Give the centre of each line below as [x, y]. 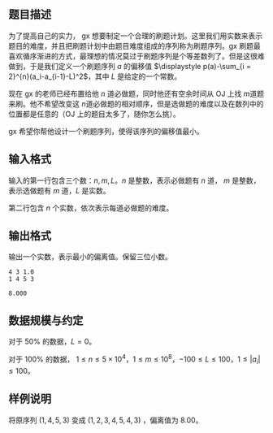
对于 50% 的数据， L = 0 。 [52, 342]
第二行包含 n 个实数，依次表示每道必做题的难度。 [91, 208]
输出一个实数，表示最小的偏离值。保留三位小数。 [90, 257]
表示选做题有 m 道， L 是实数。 [59, 190]
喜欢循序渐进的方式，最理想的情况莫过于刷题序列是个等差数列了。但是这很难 [136, 56]
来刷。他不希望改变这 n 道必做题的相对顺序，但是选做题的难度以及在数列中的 [136, 103]
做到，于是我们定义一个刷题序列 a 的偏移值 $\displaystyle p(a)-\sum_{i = [130, 66]
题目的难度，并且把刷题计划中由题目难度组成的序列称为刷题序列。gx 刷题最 [135, 45]
